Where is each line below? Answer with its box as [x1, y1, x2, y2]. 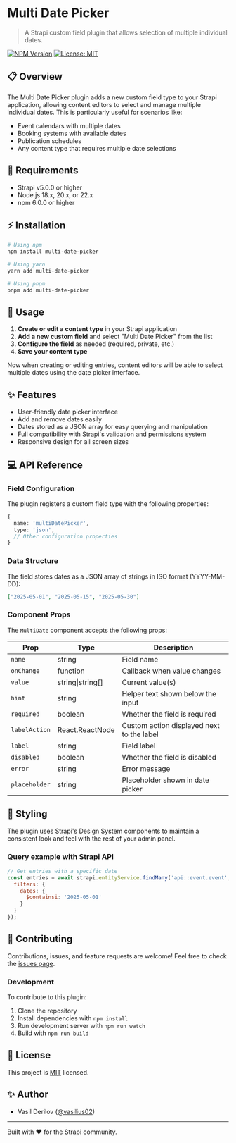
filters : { [13, 881, 46, 888]
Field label [122, 741, 156, 750]
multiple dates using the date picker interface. [7, 369, 140, 377]
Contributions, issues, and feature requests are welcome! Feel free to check [7, 951, 227, 960]
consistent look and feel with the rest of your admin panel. [7, 834, 176, 843]
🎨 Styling [7, 808, 48, 820]
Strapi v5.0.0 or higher [17, 183, 83, 192]
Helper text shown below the [122, 688, 216, 698]
